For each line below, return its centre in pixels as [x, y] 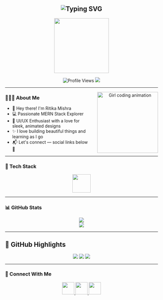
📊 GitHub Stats [24, 208]
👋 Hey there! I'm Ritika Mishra [42, 108]
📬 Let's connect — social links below [50, 142]
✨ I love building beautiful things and [49, 131]
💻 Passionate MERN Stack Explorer [48, 114]
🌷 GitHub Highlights [35, 245]
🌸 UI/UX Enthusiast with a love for [46, 121]
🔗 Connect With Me [28, 274]
